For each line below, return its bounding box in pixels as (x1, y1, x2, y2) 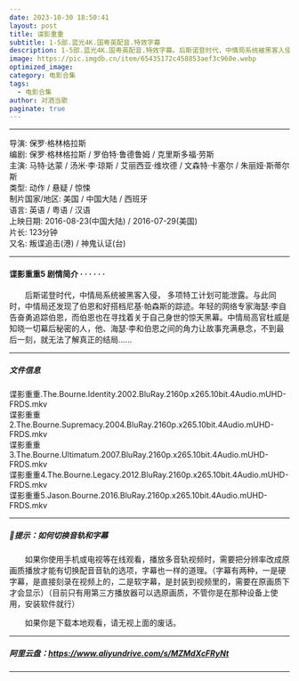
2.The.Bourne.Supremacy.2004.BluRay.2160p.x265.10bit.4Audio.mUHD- (9, 419, 274, 430)
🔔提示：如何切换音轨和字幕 (9, 531, 109, 541)
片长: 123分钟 (9, 227, 58, 238)
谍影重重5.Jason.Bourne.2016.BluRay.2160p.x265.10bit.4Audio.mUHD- (9, 490, 268, 501)
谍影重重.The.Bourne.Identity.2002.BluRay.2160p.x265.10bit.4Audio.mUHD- (9, 389, 287, 400)
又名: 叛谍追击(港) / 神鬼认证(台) (9, 238, 126, 249)
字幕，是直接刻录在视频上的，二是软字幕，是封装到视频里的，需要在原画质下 (9, 576, 290, 588)
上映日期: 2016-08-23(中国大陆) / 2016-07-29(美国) (9, 215, 198, 227)
